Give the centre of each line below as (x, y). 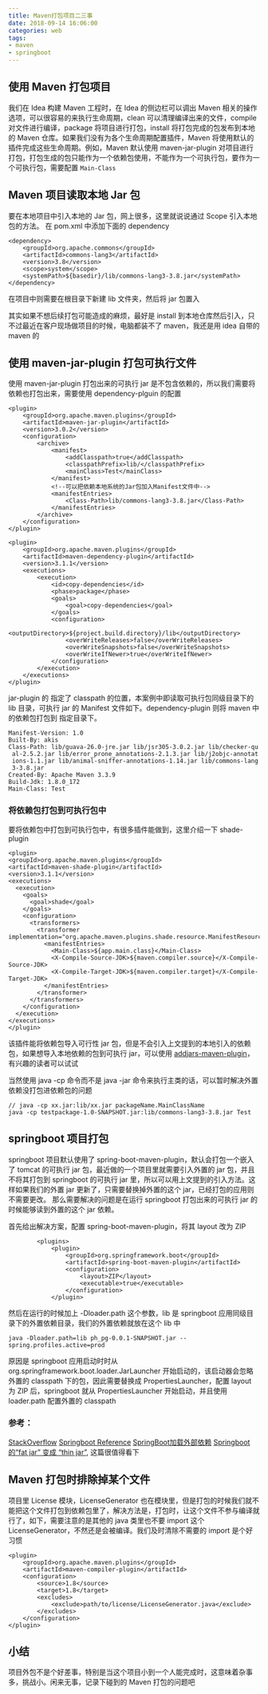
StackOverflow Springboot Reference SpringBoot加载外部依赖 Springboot (129, 1442)
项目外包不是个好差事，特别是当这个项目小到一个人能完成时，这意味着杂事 (130, 1672)
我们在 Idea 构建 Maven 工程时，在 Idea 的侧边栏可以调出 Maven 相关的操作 (133, 108)
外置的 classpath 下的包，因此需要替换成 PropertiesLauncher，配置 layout (130, 1381)
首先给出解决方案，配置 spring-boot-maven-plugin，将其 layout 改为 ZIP (127, 1226)
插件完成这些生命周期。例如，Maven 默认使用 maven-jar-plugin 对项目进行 (131, 148)
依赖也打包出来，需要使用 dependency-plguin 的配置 (95, 394)
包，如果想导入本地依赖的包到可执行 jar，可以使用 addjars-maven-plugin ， (131, 1053)
